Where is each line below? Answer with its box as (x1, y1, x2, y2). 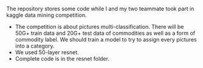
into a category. (15, 42, 55, 49)
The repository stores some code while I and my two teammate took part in (6, 5, 194, 12)
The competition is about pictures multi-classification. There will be (15, 23, 184, 30)
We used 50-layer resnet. (15, 49, 79, 56)
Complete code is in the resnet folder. (15, 55, 109, 62)
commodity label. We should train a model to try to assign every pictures (15, 36, 197, 43)
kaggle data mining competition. (6, 11, 87, 19)
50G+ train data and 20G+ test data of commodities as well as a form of (15, 29, 196, 37)
